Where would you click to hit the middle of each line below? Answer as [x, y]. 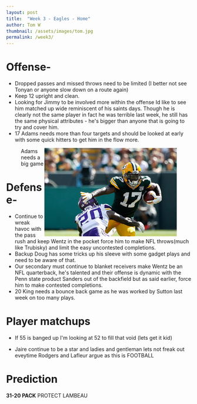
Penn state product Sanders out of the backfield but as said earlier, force [103, 279]
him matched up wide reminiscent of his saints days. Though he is [95, 108]
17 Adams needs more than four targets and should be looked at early [99, 134]
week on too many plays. [45, 298]
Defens [24, 188]
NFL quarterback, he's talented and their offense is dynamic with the [98, 273]
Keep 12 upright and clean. [47, 96]
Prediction [32, 379]
